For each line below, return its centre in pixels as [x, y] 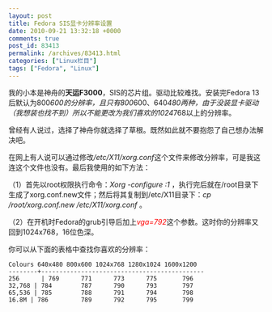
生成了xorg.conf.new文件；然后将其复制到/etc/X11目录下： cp [110, 194]
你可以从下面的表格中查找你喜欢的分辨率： [79, 249]
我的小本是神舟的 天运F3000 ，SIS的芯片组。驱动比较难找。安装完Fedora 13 [134, 92]
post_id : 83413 [34, 46]
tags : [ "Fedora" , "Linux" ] [54, 69]
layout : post [30, 16]
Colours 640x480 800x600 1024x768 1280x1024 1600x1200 [103, 264]
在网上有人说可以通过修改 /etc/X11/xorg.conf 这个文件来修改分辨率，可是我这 [134, 157]
